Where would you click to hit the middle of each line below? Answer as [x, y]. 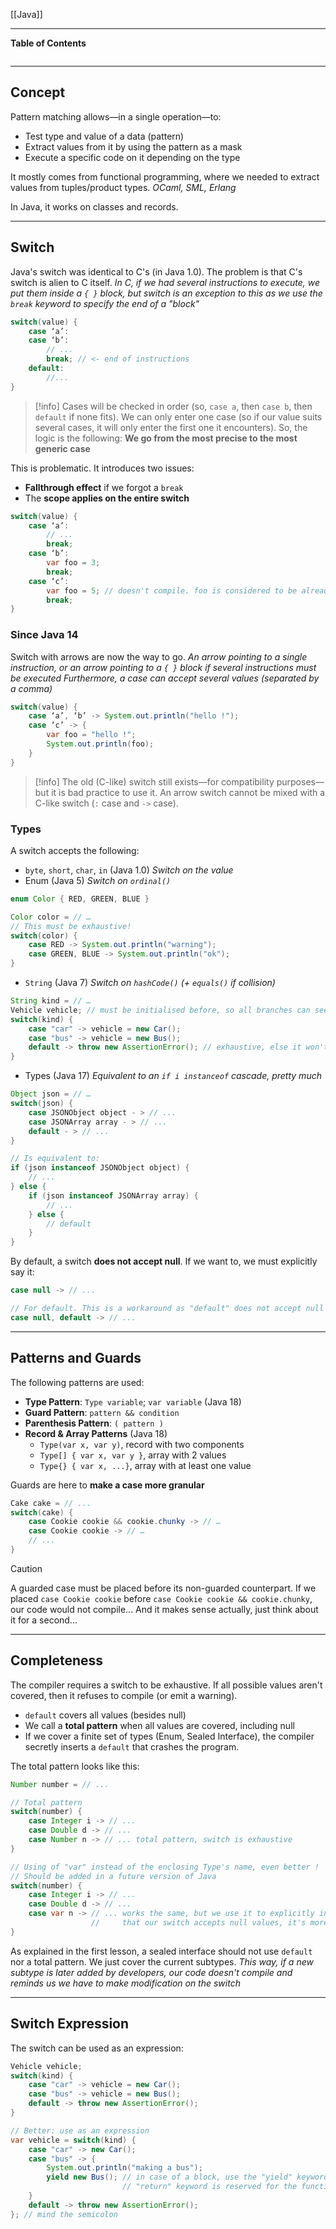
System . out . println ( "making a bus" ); [124, 2168]
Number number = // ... [60, 1784]
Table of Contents [48, 43]
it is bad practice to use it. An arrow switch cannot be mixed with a [188, 792]
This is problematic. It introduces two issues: [102, 468]
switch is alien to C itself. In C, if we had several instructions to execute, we [165, 282]
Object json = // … [51, 1094]
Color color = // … [51, 917]
